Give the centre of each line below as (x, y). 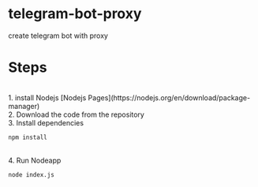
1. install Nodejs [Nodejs (47, 97)
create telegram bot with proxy (58, 36)
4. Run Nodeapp (35, 160)
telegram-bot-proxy (75, 14)
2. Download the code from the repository (76, 114)
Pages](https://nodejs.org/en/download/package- (169, 97)
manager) (24, 106)
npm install (28, 137)
